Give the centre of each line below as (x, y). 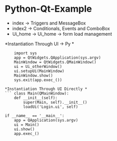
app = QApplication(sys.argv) (46, 120)
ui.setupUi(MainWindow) (39, 71)
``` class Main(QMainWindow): (37, 93)
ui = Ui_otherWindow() (38, 66)
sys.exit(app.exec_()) (38, 80)
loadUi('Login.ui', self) (51, 107)
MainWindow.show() (33, 75)
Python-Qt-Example (49, 9)
